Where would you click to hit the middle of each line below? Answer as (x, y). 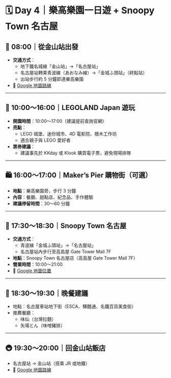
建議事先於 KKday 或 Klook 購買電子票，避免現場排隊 (76, 153)
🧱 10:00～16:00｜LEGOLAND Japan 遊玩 (70, 108)
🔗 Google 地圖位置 (32, 271)
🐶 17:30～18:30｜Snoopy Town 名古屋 (66, 226)
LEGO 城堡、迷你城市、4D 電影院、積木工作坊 (68, 133)
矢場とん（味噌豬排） (42, 326)
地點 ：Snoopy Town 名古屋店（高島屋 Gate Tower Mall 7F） (75, 258)
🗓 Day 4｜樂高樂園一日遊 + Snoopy (80, 10)
